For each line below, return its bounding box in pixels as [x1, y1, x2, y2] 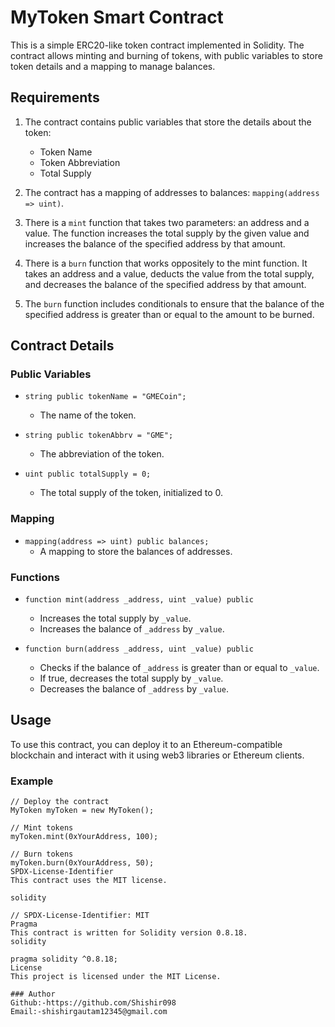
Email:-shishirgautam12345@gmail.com [10, 1007, 168, 1017]
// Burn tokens [10, 849, 74, 860]
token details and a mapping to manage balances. [10, 60, 216, 72]
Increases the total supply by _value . [39, 612, 192, 625]
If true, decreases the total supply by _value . [39, 672, 224, 685]
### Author [10, 989, 56, 1000]
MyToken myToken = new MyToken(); [10, 806, 155, 816]
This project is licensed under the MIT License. [10, 972, 222, 982]
